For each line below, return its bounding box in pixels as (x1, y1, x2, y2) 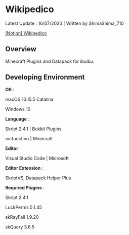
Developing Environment (5, 73, 85, 82)
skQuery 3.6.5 (5, 224, 34, 230)
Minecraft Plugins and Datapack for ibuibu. (5, 58, 95, 64)
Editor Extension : (5, 165, 44, 171)
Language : (5, 115, 29, 122)
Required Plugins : (5, 184, 45, 190)
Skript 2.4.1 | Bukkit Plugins (5, 126, 62, 132)
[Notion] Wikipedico (5, 30, 47, 36)
